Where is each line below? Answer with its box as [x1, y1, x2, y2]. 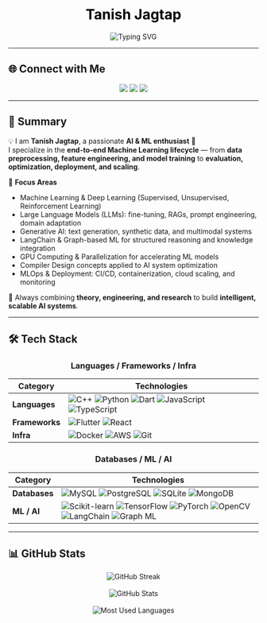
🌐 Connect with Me [8, 62, 106, 76]
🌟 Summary [8, 115, 68, 129]
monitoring [19, 277, 56, 287]
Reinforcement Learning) [19, 201, 102, 211]
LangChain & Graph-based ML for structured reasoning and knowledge [19, 234, 253, 244]
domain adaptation [19, 218, 82, 227]
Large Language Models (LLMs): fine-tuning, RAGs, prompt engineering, [19, 209, 257, 219]
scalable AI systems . [8, 300, 79, 311]
